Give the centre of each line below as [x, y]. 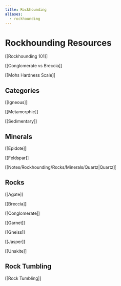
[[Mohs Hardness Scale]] [30, 75]
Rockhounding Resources [58, 43]
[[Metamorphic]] [21, 112]
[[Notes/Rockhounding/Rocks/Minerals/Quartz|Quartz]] [61, 167]
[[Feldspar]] [17, 158]
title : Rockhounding [26, 10]
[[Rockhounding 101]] [26, 56]
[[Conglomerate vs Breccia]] [34, 66]
